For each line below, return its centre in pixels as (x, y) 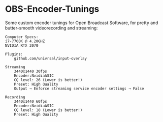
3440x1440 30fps (31, 71)
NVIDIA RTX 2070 (22, 45)
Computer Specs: (22, 37)
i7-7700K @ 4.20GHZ (25, 41)
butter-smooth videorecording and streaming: (51, 28)
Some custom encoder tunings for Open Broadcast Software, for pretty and (82, 23)
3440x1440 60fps (31, 101)
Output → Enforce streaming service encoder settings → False (79, 89)
